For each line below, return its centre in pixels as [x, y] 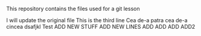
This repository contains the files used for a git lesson [73, 9]
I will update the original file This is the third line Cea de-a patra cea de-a [97, 20]
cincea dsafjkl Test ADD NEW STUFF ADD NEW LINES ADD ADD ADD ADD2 [101, 27]
